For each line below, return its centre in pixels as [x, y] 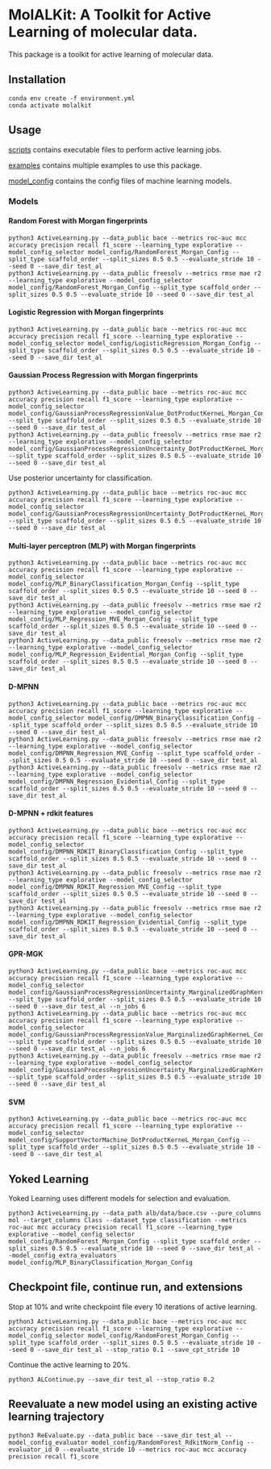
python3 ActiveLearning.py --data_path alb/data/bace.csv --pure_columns [135, 1213]
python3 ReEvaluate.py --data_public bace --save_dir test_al [115, 1435]
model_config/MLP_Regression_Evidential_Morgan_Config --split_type [126, 655]
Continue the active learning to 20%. [69, 1364]
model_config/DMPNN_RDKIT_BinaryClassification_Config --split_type [126, 851]
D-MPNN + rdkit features [51, 813]
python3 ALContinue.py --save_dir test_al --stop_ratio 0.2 [112, 1379]
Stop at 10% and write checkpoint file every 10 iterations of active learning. [133, 1306]
